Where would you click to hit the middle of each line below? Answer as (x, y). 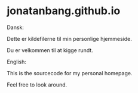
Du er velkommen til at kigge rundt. (50, 50)
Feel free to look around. (37, 85)
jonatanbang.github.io (64, 11)
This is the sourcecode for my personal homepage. (70, 73)
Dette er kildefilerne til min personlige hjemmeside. (69, 39)
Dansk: (16, 27)
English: (16, 62)
